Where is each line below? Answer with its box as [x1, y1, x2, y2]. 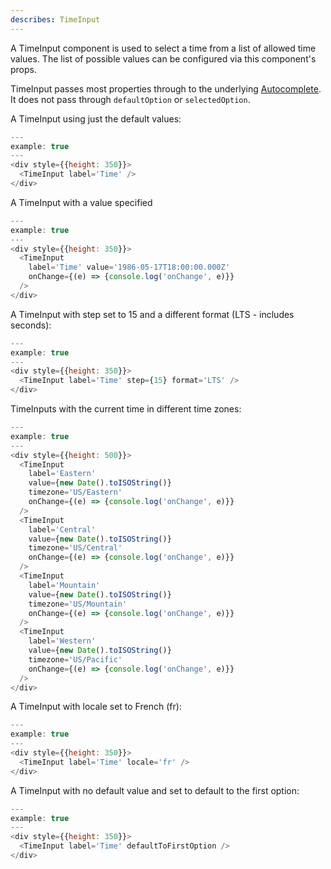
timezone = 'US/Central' [28, 543, 123, 553]
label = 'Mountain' [28, 580, 101, 590]
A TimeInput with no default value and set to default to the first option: [10, 784, 300, 796]
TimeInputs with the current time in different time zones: [10, 403, 242, 415]
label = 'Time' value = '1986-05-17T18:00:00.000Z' [28, 262, 230, 273]
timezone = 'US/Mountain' [28, 599, 128, 609]
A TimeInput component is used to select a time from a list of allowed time [10, 42, 317, 54]
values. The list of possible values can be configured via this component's [10, 52, 317, 65]
